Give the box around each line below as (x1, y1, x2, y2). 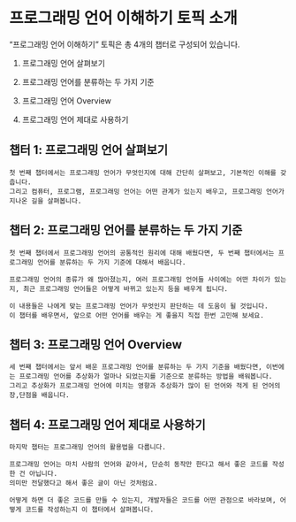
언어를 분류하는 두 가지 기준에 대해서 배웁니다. (36, 257, 186, 266)
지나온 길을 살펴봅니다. (9, 196, 82, 205)
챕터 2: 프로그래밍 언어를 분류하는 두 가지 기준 (9, 223, 243, 238)
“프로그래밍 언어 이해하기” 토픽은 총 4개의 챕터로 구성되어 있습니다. (9, 39, 240, 50)
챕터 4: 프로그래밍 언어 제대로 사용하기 (9, 417, 206, 432)
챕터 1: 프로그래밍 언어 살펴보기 (9, 142, 169, 157)
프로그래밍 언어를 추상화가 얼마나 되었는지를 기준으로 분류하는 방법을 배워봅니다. (19, 372, 273, 381)
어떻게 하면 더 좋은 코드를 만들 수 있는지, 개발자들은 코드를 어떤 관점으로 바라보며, (9, 496, 277, 505)
